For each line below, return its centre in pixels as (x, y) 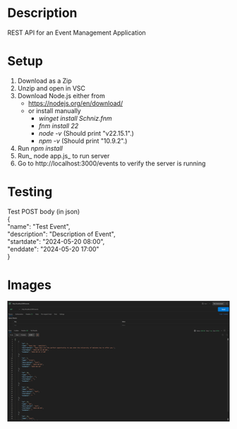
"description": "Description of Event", (61, 234)
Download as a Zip (44, 81)
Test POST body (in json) (44, 211)
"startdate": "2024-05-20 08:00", (56, 241)
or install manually (54, 110)
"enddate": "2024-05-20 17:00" (54, 249)
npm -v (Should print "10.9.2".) (83, 141)
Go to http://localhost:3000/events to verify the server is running (111, 163)
